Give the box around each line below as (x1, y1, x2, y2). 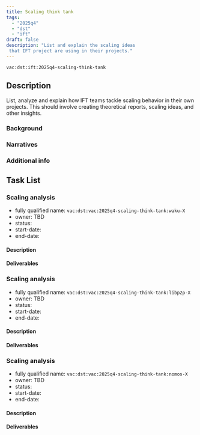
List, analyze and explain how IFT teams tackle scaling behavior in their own (6, 97, 195, 104)
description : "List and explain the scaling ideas (6, 43, 136, 49)
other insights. (6, 109, 42, 117)
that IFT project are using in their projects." (8, 48, 133, 54)
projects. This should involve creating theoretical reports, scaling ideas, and (6, 103, 194, 110)
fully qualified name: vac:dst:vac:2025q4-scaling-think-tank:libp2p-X (14, 288, 191, 296)
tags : (6, 14, 20, 20)
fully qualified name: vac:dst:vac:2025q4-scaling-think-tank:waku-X (14, 207, 186, 214)
